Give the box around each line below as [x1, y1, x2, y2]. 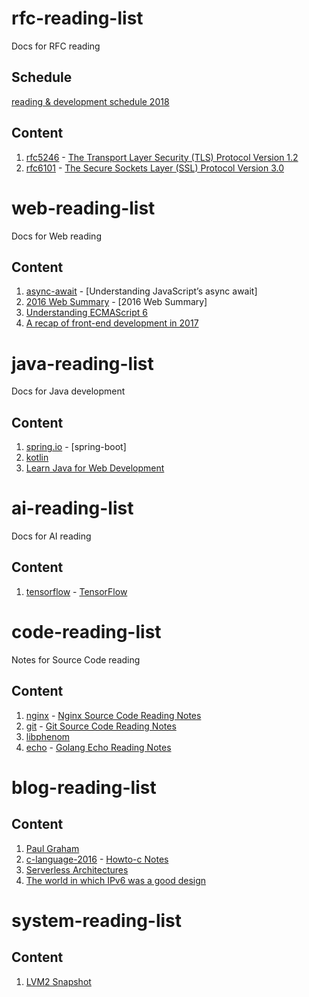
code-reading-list [11, 621, 162, 643]
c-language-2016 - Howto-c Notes [25, 853, 169, 865]
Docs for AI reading [11, 530, 92, 542]
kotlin [25, 452, 49, 464]
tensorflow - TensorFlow [25, 585, 128, 597]
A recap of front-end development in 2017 [25, 317, 199, 329]
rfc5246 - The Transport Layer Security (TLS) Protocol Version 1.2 [25, 151, 299, 163]
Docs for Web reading [11, 230, 102, 242]
